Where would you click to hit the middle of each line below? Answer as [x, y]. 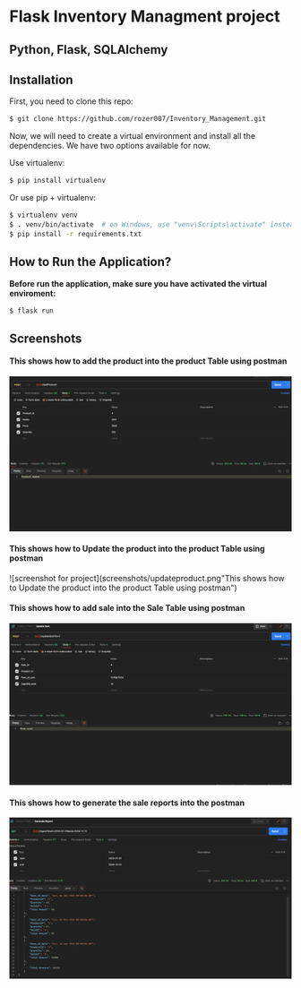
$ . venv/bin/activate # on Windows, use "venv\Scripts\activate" [138, 225]
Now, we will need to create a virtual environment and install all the [133, 136]
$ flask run [31, 311]
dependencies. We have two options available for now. [110, 146]
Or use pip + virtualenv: [53, 198]
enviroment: [33, 293]
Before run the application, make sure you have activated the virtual [138, 283]
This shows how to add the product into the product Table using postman [148, 361]
